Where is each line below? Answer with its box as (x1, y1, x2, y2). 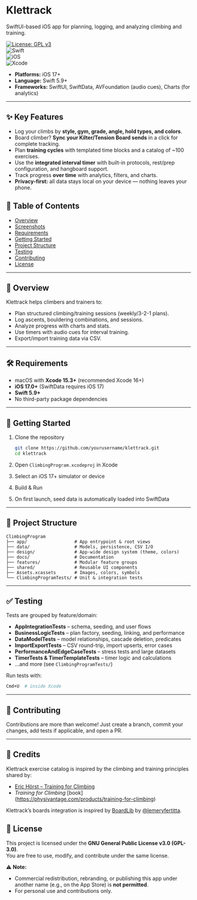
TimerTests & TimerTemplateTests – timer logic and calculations (14, 654, 172, 662)
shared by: (6, 771, 32, 778)
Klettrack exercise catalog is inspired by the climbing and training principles (6, 765, 189, 772)
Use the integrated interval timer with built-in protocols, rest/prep (14, 159, 175, 166)
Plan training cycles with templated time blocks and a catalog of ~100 (14, 146, 185, 154)
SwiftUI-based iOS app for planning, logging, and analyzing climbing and (6, 23, 182, 30)
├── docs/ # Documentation (6, 554, 114, 560)
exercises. (14, 152, 40, 159)
